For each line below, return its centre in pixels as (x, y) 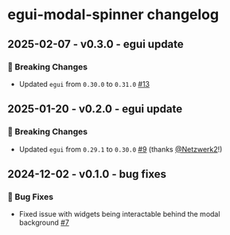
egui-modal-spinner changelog (113, 15)
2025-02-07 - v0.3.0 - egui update (96, 44)
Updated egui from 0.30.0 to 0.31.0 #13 (84, 84)
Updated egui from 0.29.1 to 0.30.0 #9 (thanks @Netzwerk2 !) (121, 149)
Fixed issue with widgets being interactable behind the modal (119, 214)
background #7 (44, 223)
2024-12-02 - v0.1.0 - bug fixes (87, 174)
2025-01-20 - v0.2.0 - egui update (95, 109)
